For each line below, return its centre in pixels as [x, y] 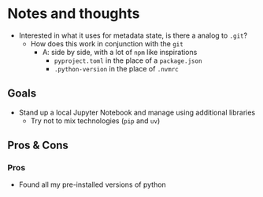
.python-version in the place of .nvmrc [116, 68]
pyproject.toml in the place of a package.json [128, 60]
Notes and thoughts [74, 14]
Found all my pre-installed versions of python [92, 184]
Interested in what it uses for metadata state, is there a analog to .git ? [133, 35]
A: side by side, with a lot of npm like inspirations [120, 52]
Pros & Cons [38, 146]
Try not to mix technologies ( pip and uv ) [95, 120]
